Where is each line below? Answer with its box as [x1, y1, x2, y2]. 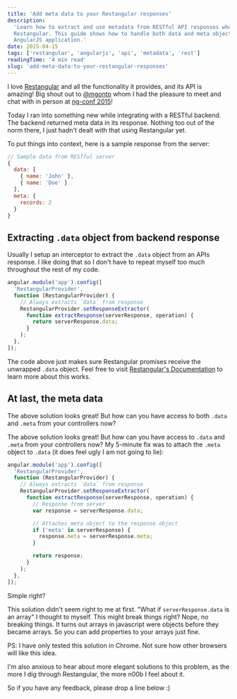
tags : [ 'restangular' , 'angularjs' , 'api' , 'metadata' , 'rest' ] [7, 50, 200, 57]
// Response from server [32, 500, 106, 508]
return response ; [32, 552, 83, 559]
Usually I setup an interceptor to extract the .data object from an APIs [7, 250, 210, 259]
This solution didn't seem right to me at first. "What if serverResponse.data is [7, 604, 230, 614]
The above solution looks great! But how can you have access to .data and [7, 432, 225, 441]
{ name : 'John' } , [20, 173, 74, 180]
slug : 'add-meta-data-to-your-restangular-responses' [7, 63, 169, 70]
